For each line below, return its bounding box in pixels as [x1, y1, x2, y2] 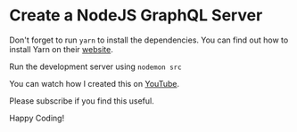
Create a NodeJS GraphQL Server [9, 5, 263, 26]
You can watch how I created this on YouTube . [9, 78, 180, 89]
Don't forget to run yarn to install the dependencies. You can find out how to [9, 35, 289, 45]
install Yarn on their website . [9, 43, 113, 54]
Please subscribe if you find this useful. [9, 95, 154, 106]
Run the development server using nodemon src [9, 61, 182, 72]
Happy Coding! [9, 113, 65, 123]
